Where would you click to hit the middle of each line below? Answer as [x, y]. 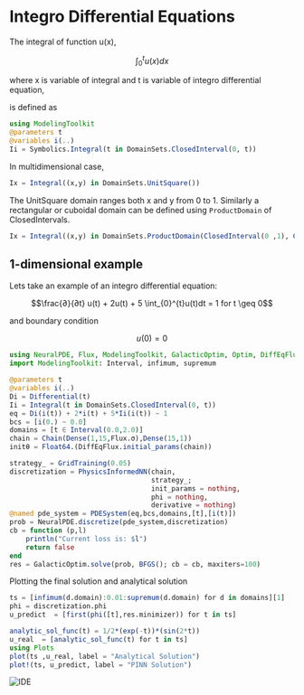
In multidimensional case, [57, 166]
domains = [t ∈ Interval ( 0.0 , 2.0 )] [76, 430]
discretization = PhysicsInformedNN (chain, [93, 472]
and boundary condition [54, 321]
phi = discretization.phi [58, 606]
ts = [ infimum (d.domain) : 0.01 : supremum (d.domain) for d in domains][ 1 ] [147, 598]
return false [50, 547]
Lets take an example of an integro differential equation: [114, 286]
